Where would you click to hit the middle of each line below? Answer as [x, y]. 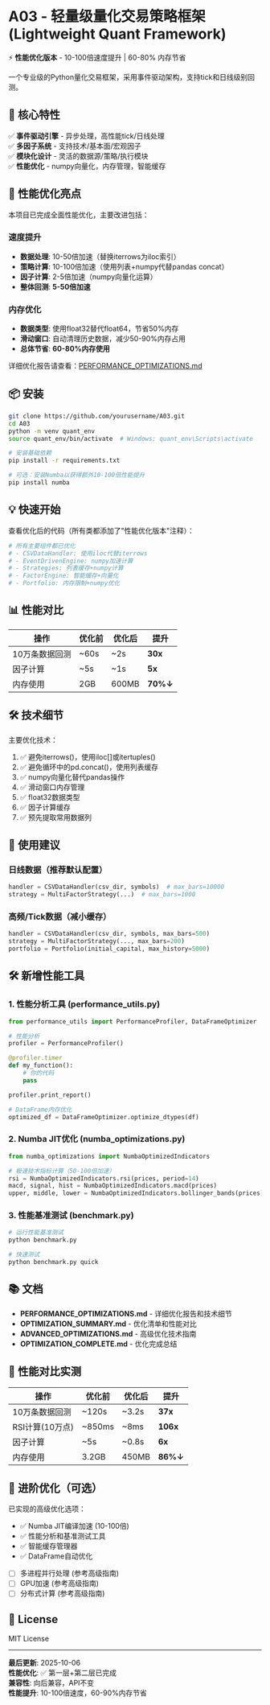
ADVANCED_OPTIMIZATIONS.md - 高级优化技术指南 [108, 1333]
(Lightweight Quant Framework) [117, 34]
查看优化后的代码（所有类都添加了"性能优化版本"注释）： [102, 530]
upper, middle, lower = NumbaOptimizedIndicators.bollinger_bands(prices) [136, 1193]
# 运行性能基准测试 [36, 1233]
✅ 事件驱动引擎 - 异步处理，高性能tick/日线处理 [86, 136]
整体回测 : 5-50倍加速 [55, 286]
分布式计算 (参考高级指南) [62, 1593]
